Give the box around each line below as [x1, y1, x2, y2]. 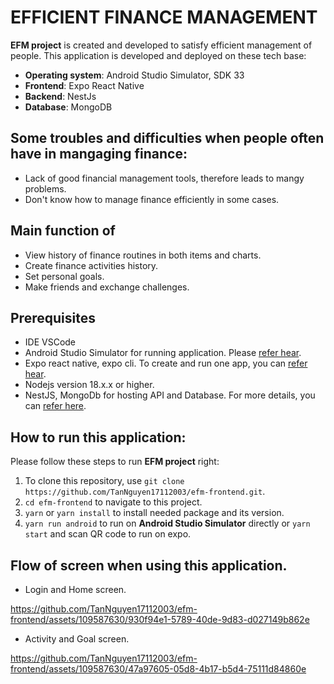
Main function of [10, 222, 116, 240]
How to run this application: [10, 429, 187, 446]
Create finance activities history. [24, 259, 159, 271]
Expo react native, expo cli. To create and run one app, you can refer [24, 357, 308, 370]
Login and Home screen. [24, 584, 127, 595]
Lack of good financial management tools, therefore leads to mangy [24, 172, 305, 184]
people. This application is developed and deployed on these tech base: [10, 49, 307, 61]
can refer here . [24, 400, 87, 412]
